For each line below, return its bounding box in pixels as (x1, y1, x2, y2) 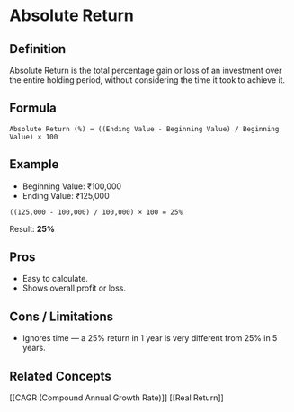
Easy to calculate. (22, 273, 88, 284)
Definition (9, 41, 66, 57)
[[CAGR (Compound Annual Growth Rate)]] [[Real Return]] (9, 392, 225, 403)
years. (22, 343, 47, 354)
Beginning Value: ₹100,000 (22, 181, 122, 192)
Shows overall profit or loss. (22, 282, 127, 293)
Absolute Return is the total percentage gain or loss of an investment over (9, 65, 282, 76)
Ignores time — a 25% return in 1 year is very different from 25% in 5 (22, 333, 278, 344)
